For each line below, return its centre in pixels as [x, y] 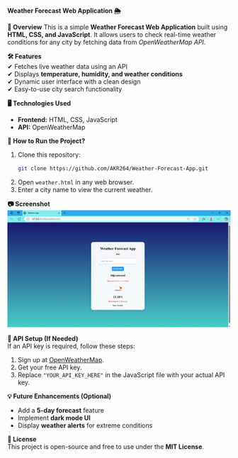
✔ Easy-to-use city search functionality [65, 89]
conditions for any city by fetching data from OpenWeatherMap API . [107, 42]
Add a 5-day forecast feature [61, 410]
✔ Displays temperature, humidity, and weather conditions [95, 74]
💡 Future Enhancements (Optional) [59, 396]
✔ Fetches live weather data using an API [67, 66]
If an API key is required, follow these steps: [72, 346]
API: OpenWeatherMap [51, 127]
